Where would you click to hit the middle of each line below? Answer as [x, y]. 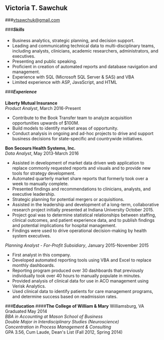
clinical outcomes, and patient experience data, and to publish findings [83, 220]
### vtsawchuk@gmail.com [32, 20]
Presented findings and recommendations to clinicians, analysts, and [81, 189]
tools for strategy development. [44, 173]
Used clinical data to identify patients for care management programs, [82, 291]
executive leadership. [34, 194]
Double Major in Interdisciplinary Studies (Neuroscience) [62, 322]
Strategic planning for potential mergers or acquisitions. [68, 199]
